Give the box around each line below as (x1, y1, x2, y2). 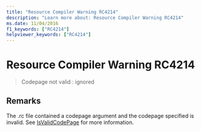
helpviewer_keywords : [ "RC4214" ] (6, 32, 91, 38)
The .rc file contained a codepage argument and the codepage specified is (6, 112, 194, 119)
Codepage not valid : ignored (21, 78, 94, 86)
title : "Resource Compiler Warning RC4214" (6, 9, 119, 15)
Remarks (6, 96, 41, 106)
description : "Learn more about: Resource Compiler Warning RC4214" (6, 15, 184, 21)
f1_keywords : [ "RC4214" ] (6, 26, 69, 32)
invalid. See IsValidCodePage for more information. (6, 119, 134, 126)
